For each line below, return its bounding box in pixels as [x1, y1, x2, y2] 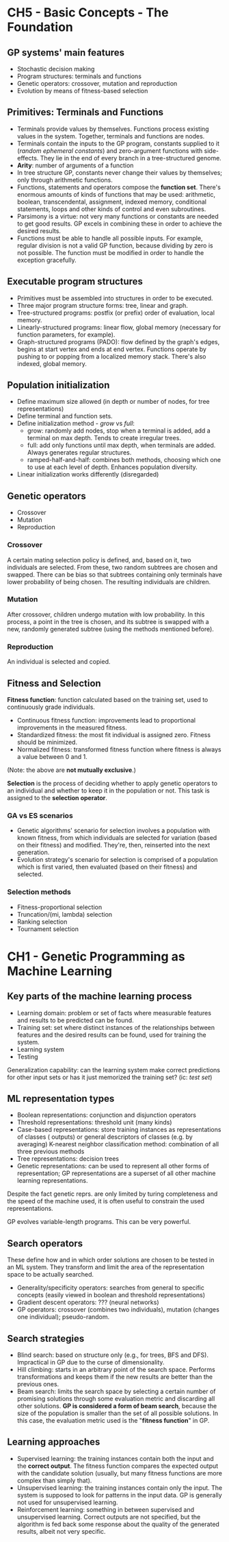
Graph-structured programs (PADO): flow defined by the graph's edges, [16, 337, 220, 346]
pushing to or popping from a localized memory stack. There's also [16, 352, 206, 361]
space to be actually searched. [7, 1270, 94, 1279]
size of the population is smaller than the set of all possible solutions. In [16, 1409, 219, 1417]
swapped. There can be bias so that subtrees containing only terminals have [7, 570, 222, 579]
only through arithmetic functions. [16, 176, 113, 184]
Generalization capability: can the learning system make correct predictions [7, 1065, 221, 1074]
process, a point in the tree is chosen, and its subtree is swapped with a [7, 617, 210, 625]
